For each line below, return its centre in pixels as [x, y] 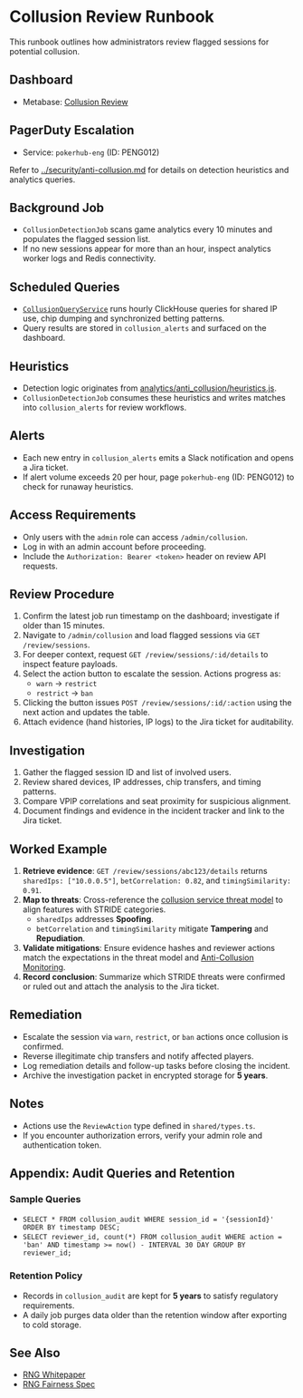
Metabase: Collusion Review [75, 102]
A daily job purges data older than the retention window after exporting [155, 1315]
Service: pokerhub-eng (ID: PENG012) [91, 152]
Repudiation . [61, 938]
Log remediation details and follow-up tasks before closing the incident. [156, 1065]
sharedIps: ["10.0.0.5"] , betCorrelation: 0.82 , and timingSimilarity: [156, 880]
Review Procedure [62, 594]
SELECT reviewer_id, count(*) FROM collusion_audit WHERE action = [152, 1238]
